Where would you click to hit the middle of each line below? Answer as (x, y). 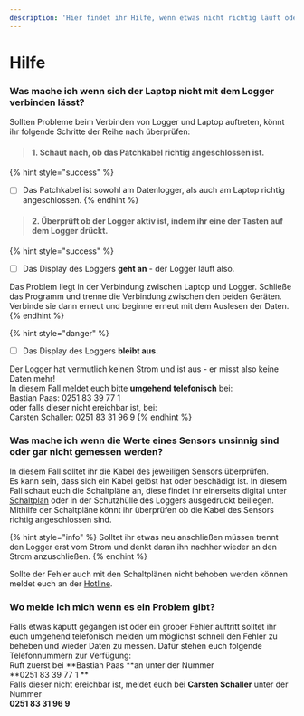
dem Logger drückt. (70, 230)
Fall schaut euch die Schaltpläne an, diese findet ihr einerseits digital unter (148, 491)
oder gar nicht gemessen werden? (86, 451)
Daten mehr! (33, 378)
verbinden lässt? (47, 102)
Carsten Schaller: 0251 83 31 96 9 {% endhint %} (101, 417)
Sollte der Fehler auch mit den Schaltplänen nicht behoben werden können (148, 574)
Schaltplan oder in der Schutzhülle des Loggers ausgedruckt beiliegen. (142, 500)
